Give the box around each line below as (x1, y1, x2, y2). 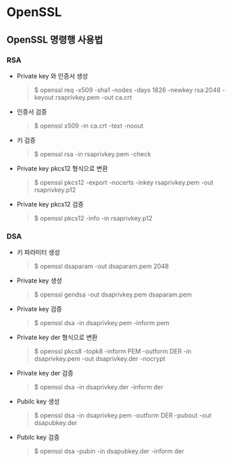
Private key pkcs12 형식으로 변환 (16, 164, 108, 172)
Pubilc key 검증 (16, 433, 60, 442)
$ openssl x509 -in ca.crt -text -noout (34, 121, 144, 130)
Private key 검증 (16, 305, 62, 313)
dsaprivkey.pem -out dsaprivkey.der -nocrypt (34, 355, 166, 363)
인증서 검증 (16, 107, 48, 116)
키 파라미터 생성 (16, 248, 60, 257)
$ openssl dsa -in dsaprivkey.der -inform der (34, 383, 164, 392)
